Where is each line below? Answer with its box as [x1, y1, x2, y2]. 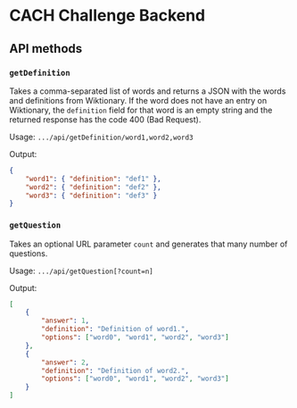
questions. [9, 247, 48, 259]
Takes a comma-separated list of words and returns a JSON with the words [9, 86, 286, 96]
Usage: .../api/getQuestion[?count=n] [9, 265, 153, 276]
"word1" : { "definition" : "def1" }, [25, 174, 162, 183]
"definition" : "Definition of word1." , [41, 325, 190, 334]
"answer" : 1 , [41, 316, 90, 326]
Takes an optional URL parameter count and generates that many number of [9, 238, 288, 249]
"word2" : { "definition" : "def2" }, [25, 182, 162, 192]
